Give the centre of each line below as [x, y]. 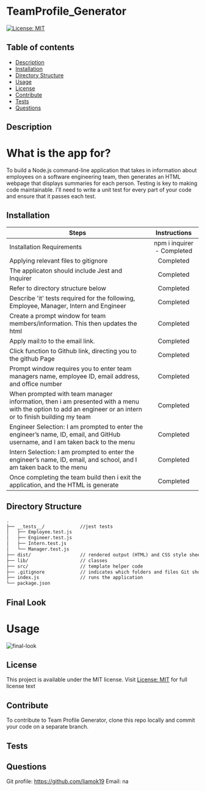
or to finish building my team [50, 416]
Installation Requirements [46, 247]
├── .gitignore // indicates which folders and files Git [98, 572]
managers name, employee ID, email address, [75, 376]
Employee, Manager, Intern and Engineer [68, 306]
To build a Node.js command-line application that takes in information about [102, 170]
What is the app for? [59, 153]
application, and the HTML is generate [64, 485]
